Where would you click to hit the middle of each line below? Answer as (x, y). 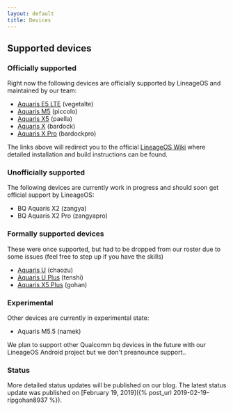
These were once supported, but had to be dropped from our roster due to (114, 249)
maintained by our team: (42, 90)
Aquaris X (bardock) (46, 127)
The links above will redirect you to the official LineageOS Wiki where (106, 147)
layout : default (31, 14)
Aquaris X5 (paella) (45, 119)
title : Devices (29, 20)
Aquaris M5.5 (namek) (49, 332)
